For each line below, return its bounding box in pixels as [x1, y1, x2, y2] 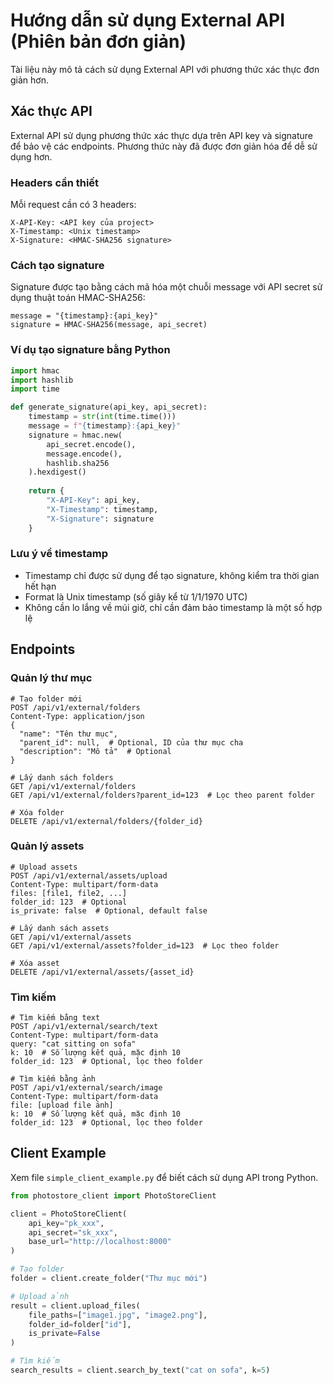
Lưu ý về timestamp [10, 547, 109, 561]
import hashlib [10, 375, 74, 385]
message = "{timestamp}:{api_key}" [10, 311, 159, 321]
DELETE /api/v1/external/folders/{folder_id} [10, 816, 203, 826]
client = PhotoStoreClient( [10, 1209, 128, 1219]
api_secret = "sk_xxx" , [28, 1227, 118, 1238]
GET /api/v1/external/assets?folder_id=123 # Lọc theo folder [10, 940, 280, 951]
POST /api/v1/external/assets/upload [10, 870, 168, 881]
